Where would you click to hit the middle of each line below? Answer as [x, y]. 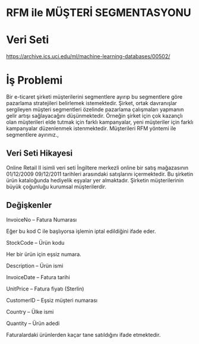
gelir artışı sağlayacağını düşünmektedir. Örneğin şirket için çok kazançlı [94, 116]
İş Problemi [34, 81]
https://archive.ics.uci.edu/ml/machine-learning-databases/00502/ [88, 56]
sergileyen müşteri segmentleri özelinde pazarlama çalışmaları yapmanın [95, 109]
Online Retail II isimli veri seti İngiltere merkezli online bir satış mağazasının [97, 168]
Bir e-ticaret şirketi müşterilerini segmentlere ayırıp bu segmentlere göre [94, 97]
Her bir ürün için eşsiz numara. [44, 254]
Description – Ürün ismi [35, 266]
